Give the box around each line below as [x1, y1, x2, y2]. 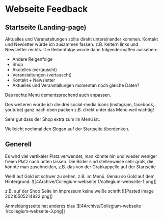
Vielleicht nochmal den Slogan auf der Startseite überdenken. [5, 126, 130, 132]
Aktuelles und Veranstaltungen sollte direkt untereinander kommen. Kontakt [5, 36, 158, 42]
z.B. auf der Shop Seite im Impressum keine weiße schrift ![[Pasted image [5, 188, 154, 194]
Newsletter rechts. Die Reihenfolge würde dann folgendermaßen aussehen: [5, 47, 158, 52]
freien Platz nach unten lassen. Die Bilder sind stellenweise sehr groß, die [5, 158, 154, 164]
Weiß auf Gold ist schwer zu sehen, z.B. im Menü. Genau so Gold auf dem [5, 173, 155, 179]
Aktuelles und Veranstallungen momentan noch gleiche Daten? [12, 82, 140, 88]
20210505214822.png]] [5, 193, 53, 199]
